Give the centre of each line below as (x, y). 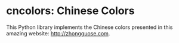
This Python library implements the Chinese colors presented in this (89, 27)
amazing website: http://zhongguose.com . (58, 33)
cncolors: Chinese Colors (70, 11)
